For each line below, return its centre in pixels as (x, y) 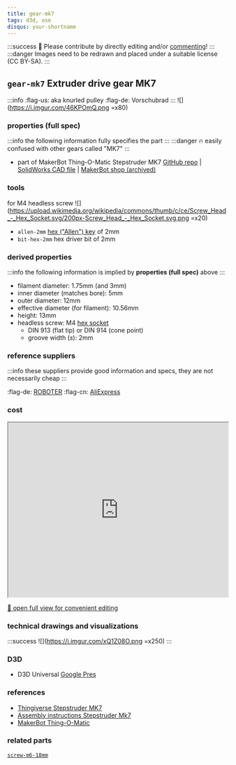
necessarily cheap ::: (37, 379)
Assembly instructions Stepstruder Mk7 (74, 715)
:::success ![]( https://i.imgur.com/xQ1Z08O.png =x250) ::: (90, 641)
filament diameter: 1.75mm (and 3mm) (72, 286)
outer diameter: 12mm (49, 300)
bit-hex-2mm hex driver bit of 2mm (66, 239)
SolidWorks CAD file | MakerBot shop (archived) (87, 170)
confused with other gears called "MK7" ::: (69, 149)
